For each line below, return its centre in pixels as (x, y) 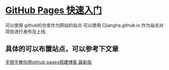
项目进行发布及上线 (25, 31)
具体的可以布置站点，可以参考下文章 (62, 49)
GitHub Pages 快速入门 (54, 10)
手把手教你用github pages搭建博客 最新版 (49, 62)
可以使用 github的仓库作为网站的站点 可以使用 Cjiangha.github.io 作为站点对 (84, 25)
